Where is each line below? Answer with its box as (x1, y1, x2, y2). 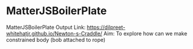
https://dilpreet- (86, 24, 126, 31)
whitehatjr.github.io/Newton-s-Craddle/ (6, 30, 102, 37)
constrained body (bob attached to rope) (6, 36, 105, 43)
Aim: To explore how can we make (103, 30, 188, 37)
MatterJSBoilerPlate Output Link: (6, 24, 86, 31)
